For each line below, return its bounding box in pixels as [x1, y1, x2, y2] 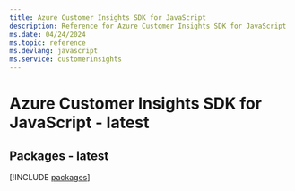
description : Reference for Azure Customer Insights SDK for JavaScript [9, 22, 287, 30]
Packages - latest [9, 148, 109, 163]
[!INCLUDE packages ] [9, 172, 91, 182]
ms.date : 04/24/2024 [9, 30, 87, 39]
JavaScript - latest [9, 113, 150, 133]
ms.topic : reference [9, 38, 87, 48]
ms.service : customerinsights [9, 55, 123, 64]
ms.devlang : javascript [9, 47, 99, 56]
